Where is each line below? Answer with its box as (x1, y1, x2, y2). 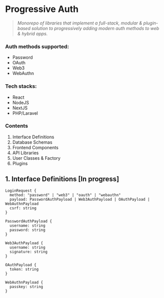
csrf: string (9, 206, 37, 211)
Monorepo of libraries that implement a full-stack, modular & (17, 20, 143, 26)
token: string (9, 267, 39, 272)
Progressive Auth (5, 3, 79, 15)
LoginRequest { (5, 188, 37, 193)
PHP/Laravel (12, 110, 38, 116)
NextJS (12, 105, 28, 111)
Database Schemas (12, 139, 53, 145)
